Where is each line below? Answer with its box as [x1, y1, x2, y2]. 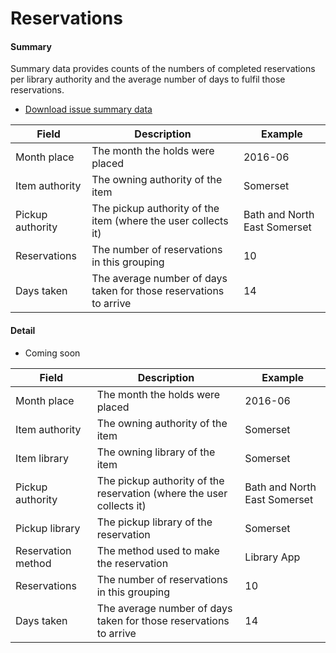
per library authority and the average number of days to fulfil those [10, 73, 286, 86]
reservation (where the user [96, 486, 228, 500]
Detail [10, 324, 36, 336]
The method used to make [96, 543, 220, 557]
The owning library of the [96, 445, 216, 459]
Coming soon [24, 347, 81, 359]
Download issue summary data [24, 103, 153, 116]
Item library [15, 451, 70, 465]
